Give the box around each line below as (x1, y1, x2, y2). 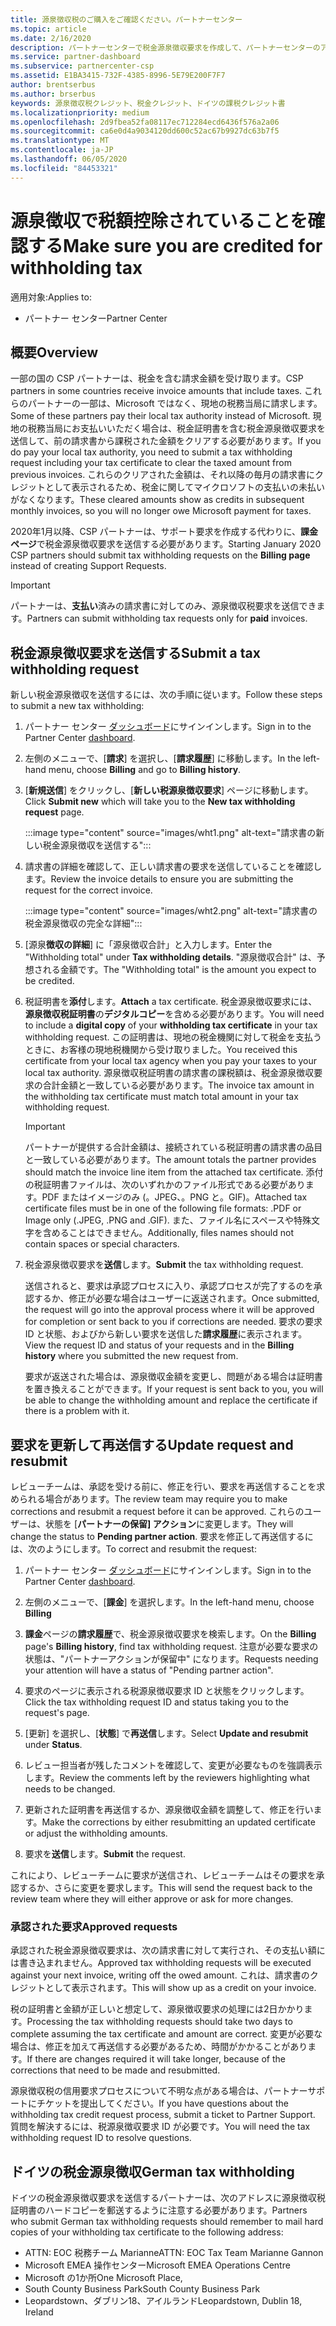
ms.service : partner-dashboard (10, 52, 141, 62)
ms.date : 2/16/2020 (10, 33, 92, 43)
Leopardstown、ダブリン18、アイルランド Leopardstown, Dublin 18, (24, 2295, 303, 2307)
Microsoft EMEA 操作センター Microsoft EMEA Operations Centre (24, 2259, 291, 2271)
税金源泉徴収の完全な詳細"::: (24, 917, 143, 930)
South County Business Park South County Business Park (24, 2283, 261, 2295)
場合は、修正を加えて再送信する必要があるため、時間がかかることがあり (10, 2041, 308, 2053)
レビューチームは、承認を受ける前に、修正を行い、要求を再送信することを (10, 1481, 317, 1492)
